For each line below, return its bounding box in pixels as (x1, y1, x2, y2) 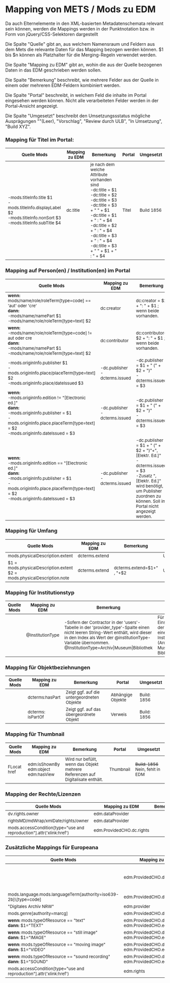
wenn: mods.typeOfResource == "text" (8, 918, 86, 924)
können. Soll (136, 498, 160, 504)
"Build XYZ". (5, 123, 31, 129)
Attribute (90, 172, 108, 178)
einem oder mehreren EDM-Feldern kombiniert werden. (5, 82, 121, 88)
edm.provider (123, 904, 151, 909)
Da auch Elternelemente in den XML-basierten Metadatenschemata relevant (5, 20, 163, 26)
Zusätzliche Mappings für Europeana (5, 844, 99, 851)
